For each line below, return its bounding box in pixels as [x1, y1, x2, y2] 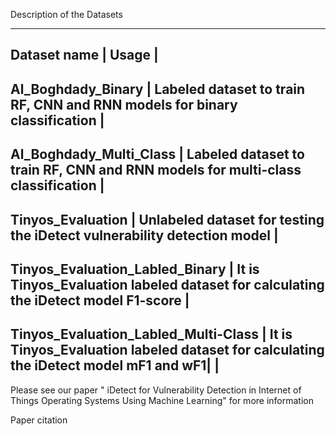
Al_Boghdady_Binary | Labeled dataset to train [10, 80, 306, 98]
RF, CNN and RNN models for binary [10, 96, 238, 113]
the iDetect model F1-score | [10, 292, 190, 309]
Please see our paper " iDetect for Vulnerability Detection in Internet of [10, 384, 302, 396]
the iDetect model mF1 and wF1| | [10, 357, 220, 374]
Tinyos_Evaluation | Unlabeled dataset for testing [10, 211, 325, 228]
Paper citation [10, 414, 68, 426]
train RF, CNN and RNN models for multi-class [10, 162, 302, 179]
